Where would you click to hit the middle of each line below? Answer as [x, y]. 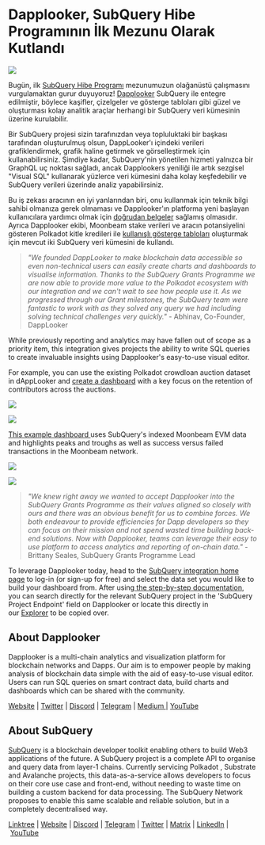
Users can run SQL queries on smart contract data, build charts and [119, 682]
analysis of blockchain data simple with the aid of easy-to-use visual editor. [131, 673]
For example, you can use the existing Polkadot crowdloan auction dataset [129, 372]
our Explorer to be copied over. [59, 613]
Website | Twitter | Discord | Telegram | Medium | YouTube [104, 705]
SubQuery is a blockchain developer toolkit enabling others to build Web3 [128, 750]
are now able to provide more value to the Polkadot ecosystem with [138, 282]
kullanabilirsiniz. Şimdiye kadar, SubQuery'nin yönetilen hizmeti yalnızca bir [131, 159]
